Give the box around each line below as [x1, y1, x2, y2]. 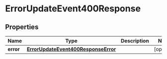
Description [121, 38, 149, 44]
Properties [5, 23, 39, 31]
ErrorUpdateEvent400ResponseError [26, 46, 116, 53]
